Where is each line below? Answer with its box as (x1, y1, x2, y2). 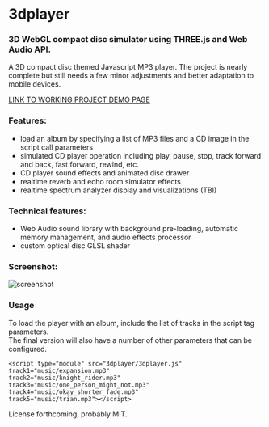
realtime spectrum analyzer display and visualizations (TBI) (19, 185, 217, 195)
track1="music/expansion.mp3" (8, 366, 111, 374)
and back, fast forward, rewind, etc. (19, 159, 140, 169)
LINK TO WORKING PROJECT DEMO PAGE (8, 95, 151, 105)
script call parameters (19, 142, 94, 152)
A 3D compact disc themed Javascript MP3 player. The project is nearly (8, 62, 248, 72)
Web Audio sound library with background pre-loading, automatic (19, 224, 238, 234)
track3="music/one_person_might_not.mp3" (8, 381, 150, 389)
